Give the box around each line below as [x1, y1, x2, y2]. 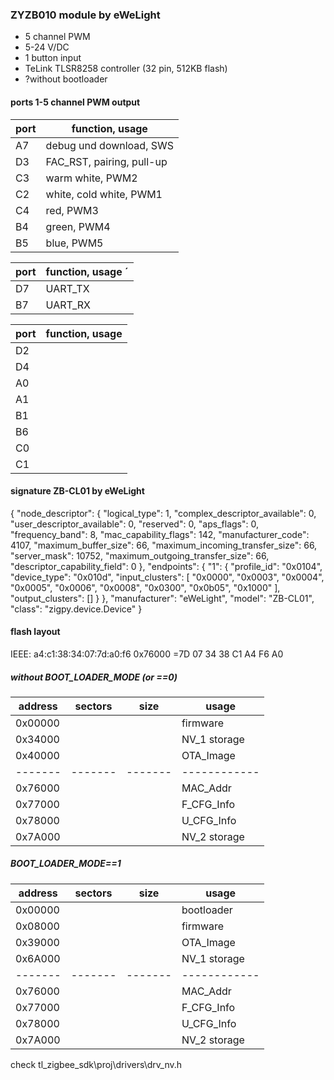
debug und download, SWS [45, 138, 175, 152]
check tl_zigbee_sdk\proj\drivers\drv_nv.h [10, 1058, 183, 1070]
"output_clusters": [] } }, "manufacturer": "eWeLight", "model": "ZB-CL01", [10, 592, 315, 604]
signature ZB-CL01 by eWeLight [10, 485, 145, 497]
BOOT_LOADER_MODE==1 [10, 858, 122, 870]
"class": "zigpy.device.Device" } [10, 603, 143, 615]
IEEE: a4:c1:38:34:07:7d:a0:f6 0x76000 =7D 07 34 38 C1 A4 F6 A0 [10, 648, 284, 660]
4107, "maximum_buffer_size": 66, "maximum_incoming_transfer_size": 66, [10, 539, 318, 551]
